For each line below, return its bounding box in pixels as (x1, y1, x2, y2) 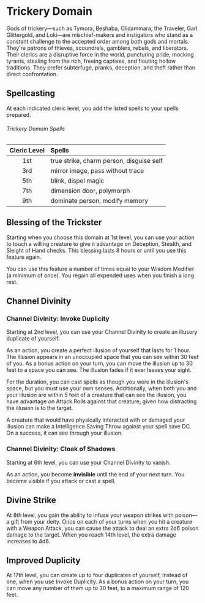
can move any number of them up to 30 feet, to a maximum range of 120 (6, 585, 190, 592)
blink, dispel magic (50, 176, 105, 185)
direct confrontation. (6, 70, 58, 77)
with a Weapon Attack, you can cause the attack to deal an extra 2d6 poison (6, 524, 199, 532)
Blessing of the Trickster (6, 217, 102, 228)
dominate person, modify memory (50, 196, 149, 205)
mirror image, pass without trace (50, 166, 144, 175)
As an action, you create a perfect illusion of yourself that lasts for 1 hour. (6, 347, 191, 354)
